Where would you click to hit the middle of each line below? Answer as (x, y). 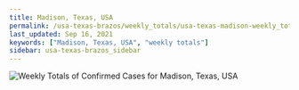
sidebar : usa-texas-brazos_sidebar (75, 51)
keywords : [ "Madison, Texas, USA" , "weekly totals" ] (109, 42)
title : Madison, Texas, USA (61, 17)
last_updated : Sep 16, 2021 (61, 34)
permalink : (29, 26)
